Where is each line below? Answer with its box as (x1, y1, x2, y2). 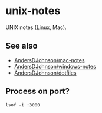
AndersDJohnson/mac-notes (14, 56, 85, 63)
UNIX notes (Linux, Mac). (5, 24, 67, 31)
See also (5, 41, 38, 51)
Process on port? (5, 86, 70, 96)
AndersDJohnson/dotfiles (14, 69, 77, 76)
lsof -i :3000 (5, 102, 41, 108)
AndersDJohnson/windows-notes (14, 63, 97, 70)
